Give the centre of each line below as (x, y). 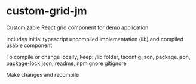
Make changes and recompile (43, 74)
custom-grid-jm (47, 11)
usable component (29, 45)
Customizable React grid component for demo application (77, 27)
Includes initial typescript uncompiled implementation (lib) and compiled (95, 39)
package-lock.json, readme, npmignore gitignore (66, 63)
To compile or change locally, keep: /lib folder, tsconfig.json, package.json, (98, 57)
